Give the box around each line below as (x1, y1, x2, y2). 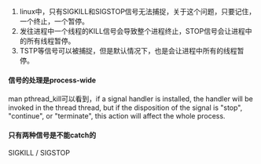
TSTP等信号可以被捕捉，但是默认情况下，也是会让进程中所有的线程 (19, 46, 237, 55)
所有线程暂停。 (26, 36, 75, 46)
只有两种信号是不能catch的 (8, 130, 97, 140)
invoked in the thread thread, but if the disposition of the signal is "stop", (8, 103, 243, 112)
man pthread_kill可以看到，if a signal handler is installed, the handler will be (8, 94, 253, 104)
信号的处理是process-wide (8, 75, 97, 85)
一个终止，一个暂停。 (19, 16, 89, 26)
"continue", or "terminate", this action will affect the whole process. (8, 111, 226, 121)
